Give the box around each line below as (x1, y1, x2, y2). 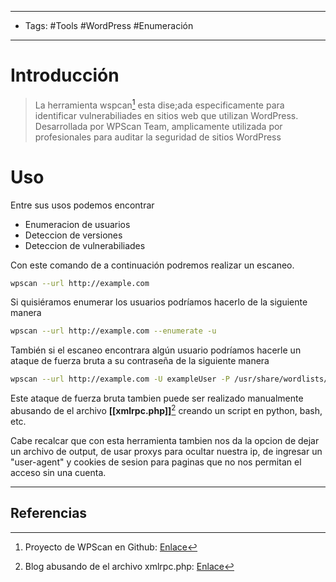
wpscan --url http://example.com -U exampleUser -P (10, 374, 230, 385)
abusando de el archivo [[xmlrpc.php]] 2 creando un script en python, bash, (10, 403, 323, 416)
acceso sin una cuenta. (10, 466, 107, 478)
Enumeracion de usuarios (24, 218, 131, 230)
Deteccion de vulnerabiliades (24, 239, 146, 251)
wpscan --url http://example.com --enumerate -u (10, 326, 217, 336)
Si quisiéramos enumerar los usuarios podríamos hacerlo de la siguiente (10, 296, 308, 308)
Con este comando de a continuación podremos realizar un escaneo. (10, 259, 295, 271)
